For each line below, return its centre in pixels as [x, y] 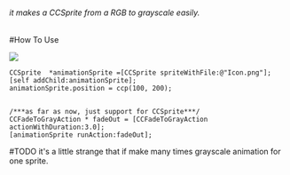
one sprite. [29, 161]
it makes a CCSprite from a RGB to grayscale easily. [105, 12]
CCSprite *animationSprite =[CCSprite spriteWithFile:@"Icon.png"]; [141, 73]
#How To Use [34, 40]
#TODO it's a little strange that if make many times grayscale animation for [145, 152]
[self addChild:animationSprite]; [73, 81]
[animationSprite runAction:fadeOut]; [81, 135]
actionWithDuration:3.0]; [57, 127]
